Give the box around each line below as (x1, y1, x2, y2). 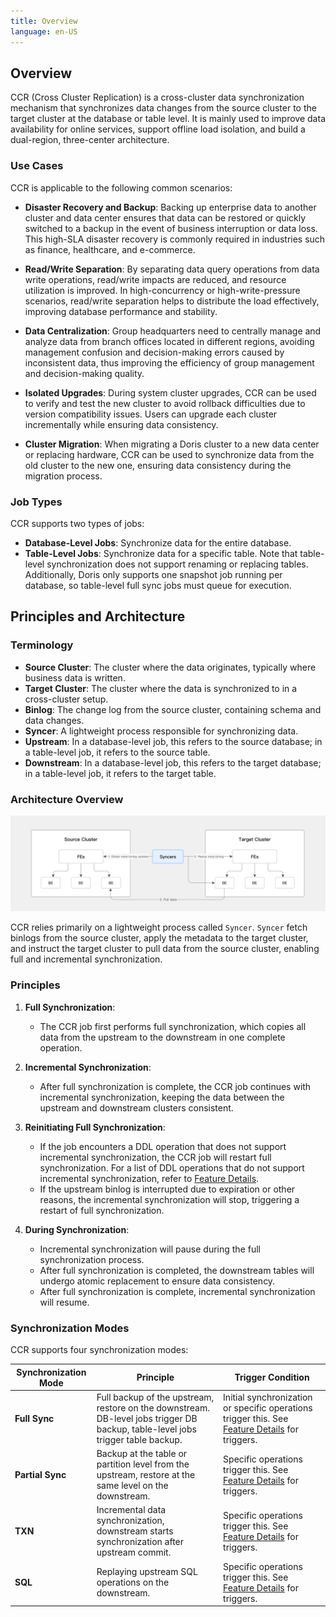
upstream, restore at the (96, 1469, 196, 1481)
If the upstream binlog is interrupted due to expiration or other (39, 1183, 296, 1195)
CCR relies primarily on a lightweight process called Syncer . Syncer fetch (10, 921, 308, 934)
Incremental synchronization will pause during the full (39, 1243, 261, 1255)
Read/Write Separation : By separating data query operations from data (24, 263, 320, 275)
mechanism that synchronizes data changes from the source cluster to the (10, 102, 317, 114)
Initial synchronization (223, 1391, 313, 1403)
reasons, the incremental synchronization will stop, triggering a (39, 1193, 300, 1205)
